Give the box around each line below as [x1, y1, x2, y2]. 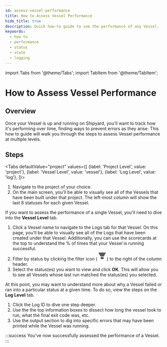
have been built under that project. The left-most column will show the [12, 194, 157, 200]
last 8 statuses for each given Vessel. [12, 200, 90, 206]
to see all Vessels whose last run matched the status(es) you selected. [12, 272, 157, 278]
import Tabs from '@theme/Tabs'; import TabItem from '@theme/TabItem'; [5, 70, 159, 76]
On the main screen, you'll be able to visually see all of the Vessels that [12, 189, 159, 195]
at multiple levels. [5, 136, 41, 142]
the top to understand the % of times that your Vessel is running [12, 240, 145, 246]
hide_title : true [5, 18, 41, 23]
